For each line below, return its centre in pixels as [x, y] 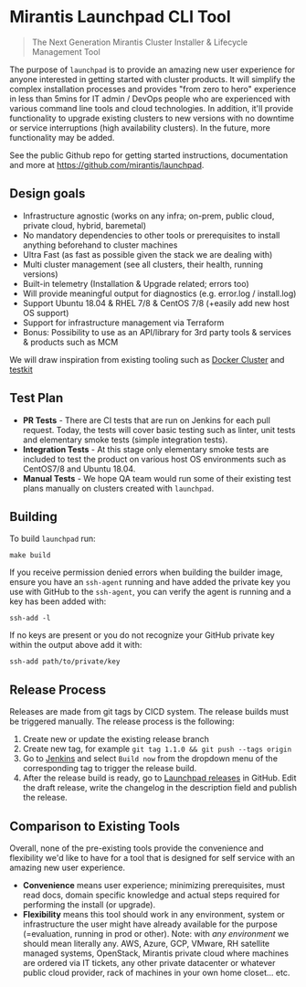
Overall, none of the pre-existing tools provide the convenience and [137, 848]
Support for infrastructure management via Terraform [123, 323]
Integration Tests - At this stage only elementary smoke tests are [146, 449]
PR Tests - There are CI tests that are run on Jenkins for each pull [147, 420]
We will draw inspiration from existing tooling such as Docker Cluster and [147, 359]
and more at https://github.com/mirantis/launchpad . [107, 164]
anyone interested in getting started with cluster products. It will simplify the [153, 79]
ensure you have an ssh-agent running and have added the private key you [150, 582]
